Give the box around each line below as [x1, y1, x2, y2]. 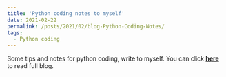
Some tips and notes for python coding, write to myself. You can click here [7, 54, 219, 63]
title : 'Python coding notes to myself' [7, 10, 125, 17]
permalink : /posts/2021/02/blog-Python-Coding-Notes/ [7, 23, 165, 30]
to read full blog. [7, 62, 54, 70]
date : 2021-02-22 [7, 16, 57, 23]
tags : [7, 29, 23, 36]
